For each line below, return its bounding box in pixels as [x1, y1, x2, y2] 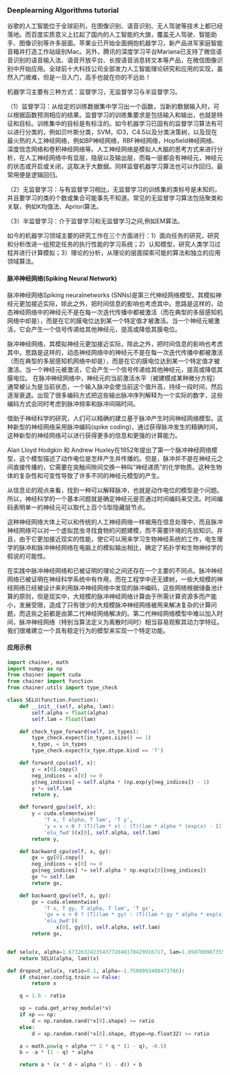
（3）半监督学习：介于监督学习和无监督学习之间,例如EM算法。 [7, 217, 183, 225]
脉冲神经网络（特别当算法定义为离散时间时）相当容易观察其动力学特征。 [18, 618, 223, 626]
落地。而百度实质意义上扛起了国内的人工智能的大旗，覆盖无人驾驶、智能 [7, 30, 211, 39]
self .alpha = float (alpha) [31, 709, 109, 716]
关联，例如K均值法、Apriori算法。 [7, 203, 103, 211]
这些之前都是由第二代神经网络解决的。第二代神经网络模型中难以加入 [25, 609, 217, 618]
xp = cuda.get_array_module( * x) [19, 1005, 112, 1012]
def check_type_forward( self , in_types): [19, 728, 139, 735]
